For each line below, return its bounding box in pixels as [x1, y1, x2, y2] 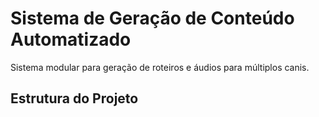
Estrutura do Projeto [10, 90, 139, 107]
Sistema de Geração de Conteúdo [10, 7, 295, 30]
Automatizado [10, 28, 132, 51]
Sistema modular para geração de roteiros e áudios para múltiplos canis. [10, 61, 310, 73]
